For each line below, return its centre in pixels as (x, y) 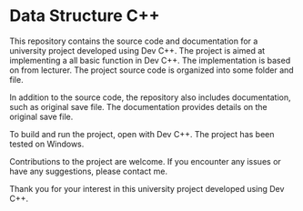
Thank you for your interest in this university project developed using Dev (147, 188)
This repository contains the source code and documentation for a (134, 41)
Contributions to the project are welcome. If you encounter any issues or (146, 161)
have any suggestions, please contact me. (89, 171)
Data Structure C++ (85, 16)
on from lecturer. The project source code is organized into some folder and (151, 70)
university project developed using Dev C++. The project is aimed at (137, 50)
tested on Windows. (47, 144)
